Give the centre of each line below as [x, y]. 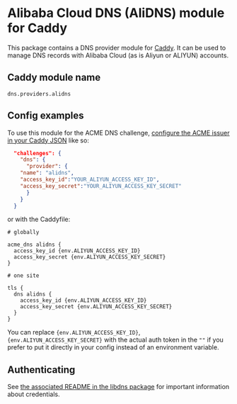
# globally [23, 232]
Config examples [46, 116]
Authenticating [41, 370]
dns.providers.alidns [39, 94]
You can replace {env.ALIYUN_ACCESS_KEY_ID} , [74, 332]
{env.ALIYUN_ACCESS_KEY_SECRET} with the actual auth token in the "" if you [116, 340]
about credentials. [34, 394]
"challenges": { [37, 153]
